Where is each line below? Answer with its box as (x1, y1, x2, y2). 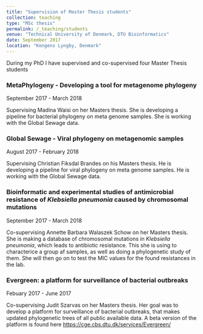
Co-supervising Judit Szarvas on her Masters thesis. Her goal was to (6, 301, 179, 309)
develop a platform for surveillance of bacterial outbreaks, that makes (6, 308, 180, 315)
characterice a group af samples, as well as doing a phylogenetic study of (6, 248, 191, 255)
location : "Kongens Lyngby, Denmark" (6, 43, 102, 49)
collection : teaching (6, 15, 61, 21)
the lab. (6, 261, 25, 268)
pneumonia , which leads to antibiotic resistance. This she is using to (6, 241, 177, 249)
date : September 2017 (6, 37, 61, 43)
